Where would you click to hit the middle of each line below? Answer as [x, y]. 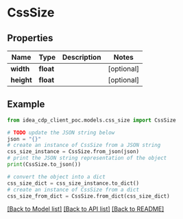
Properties [30, 38]
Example [26, 104]
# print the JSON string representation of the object [87, 158]
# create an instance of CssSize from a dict [73, 189]
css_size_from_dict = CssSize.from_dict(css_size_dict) [88, 196]
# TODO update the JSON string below [61, 132]
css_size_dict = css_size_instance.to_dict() [73, 183]
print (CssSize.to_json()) [44, 165]
